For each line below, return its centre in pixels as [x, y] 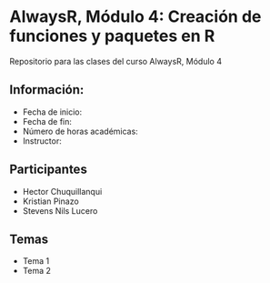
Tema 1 [36, 261]
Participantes [49, 170]
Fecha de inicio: [52, 112]
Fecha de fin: [47, 121]
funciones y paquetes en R [112, 36]
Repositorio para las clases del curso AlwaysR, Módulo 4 [116, 61]
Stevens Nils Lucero [60, 210]
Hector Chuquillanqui [62, 191]
